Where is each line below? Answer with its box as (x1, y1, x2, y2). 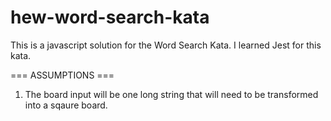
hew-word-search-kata (10, 6, 210, 29)
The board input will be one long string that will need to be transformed (24, 88, 319, 100)
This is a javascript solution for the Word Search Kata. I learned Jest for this (10, 39, 322, 51)
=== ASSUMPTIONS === (10, 69, 115, 81)
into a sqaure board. (24, 99, 108, 111)
